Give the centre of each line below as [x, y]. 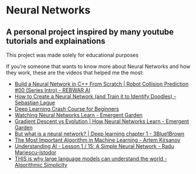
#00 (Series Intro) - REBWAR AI [52, 90]
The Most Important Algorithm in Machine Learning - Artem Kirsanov [97, 140]
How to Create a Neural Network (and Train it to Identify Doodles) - [95, 96]
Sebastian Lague [35, 103]
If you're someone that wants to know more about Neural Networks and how [98, 66]
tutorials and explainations [56, 41]
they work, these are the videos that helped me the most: [75, 73]
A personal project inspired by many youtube [90, 32]
